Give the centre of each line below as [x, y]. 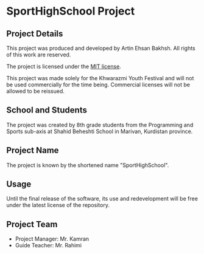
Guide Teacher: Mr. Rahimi [48, 245]
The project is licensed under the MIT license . [64, 66]
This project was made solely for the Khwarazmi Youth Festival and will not [100, 78]
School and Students [47, 110]
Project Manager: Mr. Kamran [52, 239]
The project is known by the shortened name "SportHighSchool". [88, 165]
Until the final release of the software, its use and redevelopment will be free [102, 199]
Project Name [33, 150]
